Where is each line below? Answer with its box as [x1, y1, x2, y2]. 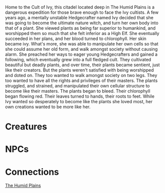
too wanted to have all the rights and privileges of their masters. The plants [5, 77, 158, 83]
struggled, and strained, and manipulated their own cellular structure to [5, 83, 150, 88]
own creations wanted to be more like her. [5, 104, 91, 110]
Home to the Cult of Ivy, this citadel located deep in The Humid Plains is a [5, 4, 155, 10]
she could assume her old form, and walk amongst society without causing [5, 46, 158, 52]
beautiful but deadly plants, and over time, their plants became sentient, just [5, 62, 160, 68]
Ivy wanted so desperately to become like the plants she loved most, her [5, 99, 153, 104]
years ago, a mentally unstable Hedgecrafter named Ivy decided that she [5, 15, 154, 20]
